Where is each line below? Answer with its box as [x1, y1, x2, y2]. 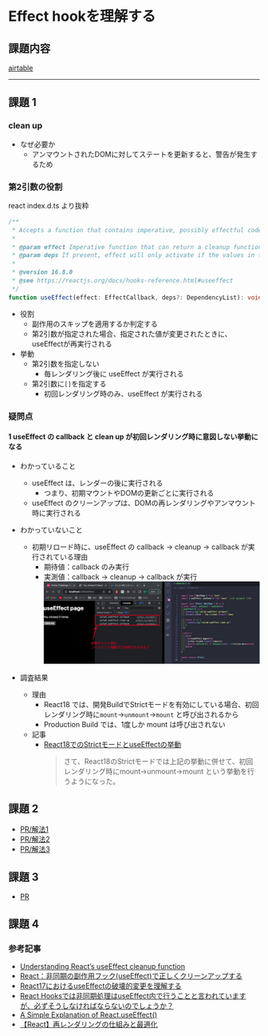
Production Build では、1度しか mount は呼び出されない [43, 719, 226, 729]
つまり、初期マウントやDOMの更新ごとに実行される [43, 488, 215, 497]
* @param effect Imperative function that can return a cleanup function [11, 243, 262, 251]
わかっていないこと [19, 524, 84, 535]
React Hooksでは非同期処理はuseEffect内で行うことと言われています [19, 991, 246, 1000]
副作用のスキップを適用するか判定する [31, 318, 158, 328]
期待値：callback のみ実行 [43, 562, 130, 571]
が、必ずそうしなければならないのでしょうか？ [19, 1001, 174, 1010]
